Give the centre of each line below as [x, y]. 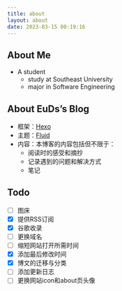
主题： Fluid [33, 135]
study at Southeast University [70, 79]
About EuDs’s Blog [48, 109]
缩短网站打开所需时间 [48, 246]
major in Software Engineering [71, 87]
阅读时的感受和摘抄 [55, 152]
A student [31, 72]
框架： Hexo [34, 126]
